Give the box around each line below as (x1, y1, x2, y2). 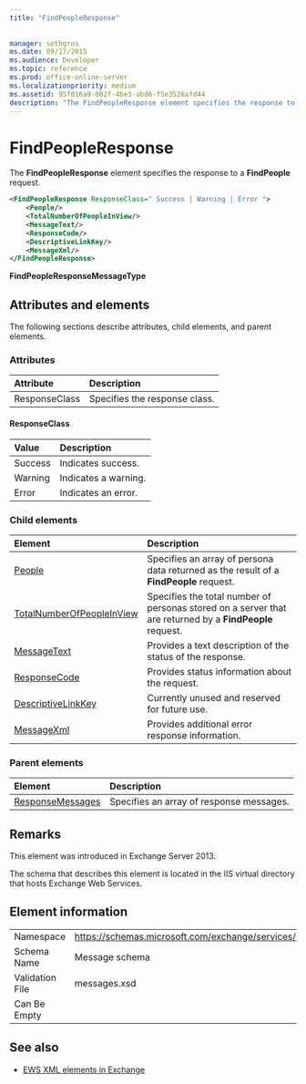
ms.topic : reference (9, 65, 88, 74)
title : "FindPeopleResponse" (9, 13, 120, 23)
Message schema (74, 950, 150, 963)
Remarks (9, 826, 62, 841)
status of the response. (147, 650, 246, 663)
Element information (9, 904, 128, 920)
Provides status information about (147, 665, 292, 677)
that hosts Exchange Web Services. (9, 878, 143, 889)
